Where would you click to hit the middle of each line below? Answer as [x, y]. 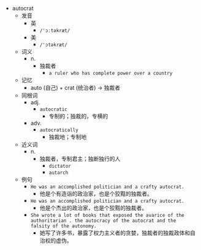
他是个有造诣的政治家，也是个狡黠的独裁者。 [96, 193]
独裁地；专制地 [68, 137]
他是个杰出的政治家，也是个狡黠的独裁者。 [93, 208]
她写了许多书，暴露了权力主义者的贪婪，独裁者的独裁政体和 [115, 233]
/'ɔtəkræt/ [53, 45]
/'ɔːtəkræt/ [55, 31]
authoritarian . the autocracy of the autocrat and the [103, 221]
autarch [59, 173]
